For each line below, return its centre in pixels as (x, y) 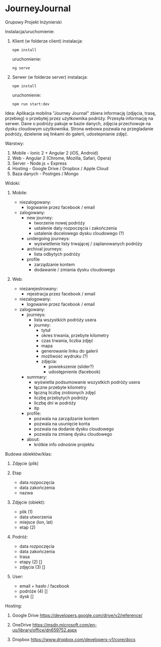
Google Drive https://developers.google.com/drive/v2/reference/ (77, 615)
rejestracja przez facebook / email (61, 293)
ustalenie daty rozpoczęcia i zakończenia (75, 228)
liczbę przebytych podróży (61, 398)
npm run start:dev (31, 104)
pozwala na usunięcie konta (62, 424)
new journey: (40, 218)
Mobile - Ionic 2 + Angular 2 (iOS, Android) (55, 153)
